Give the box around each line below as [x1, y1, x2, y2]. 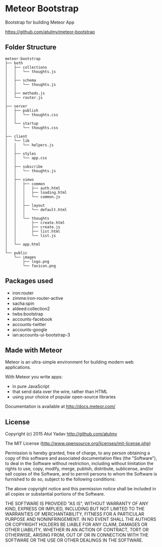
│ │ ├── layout [5, 203, 45, 208]
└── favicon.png [23, 263, 56, 268]
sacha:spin [12, 300, 34, 306]
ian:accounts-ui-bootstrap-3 [12, 331, 70, 338]
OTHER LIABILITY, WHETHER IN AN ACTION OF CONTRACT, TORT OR [5, 527, 149, 533]
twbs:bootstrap [12, 311, 43, 317]
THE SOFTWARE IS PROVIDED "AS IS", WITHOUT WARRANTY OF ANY [5, 501, 149, 507]
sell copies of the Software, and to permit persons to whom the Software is [5, 471, 158, 477]
